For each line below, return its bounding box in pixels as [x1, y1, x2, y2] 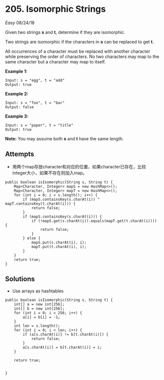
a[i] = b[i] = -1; [23, 315, 60, 319]
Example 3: [5, 113, 28, 119]
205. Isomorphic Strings [5, 3, 106, 15]
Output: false [5, 104, 34, 109]
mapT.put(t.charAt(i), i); [31, 244, 87, 249]
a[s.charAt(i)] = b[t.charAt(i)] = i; [23, 345, 102, 350]
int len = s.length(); [14, 323, 60, 328]
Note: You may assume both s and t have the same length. [5, 135, 124, 141]
